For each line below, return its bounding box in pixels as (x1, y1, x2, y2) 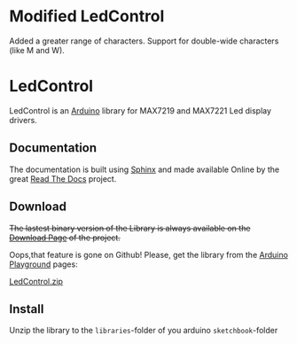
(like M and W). (9, 44, 65, 55)
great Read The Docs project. (9, 173, 117, 184)
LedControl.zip (9, 276, 64, 286)
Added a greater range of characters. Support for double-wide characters (9, 35, 279, 46)
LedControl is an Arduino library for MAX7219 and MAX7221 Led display (9, 105, 272, 116)
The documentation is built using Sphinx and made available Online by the (9, 164, 280, 175)
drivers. (9, 114, 37, 125)
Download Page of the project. (9, 232, 121, 243)
